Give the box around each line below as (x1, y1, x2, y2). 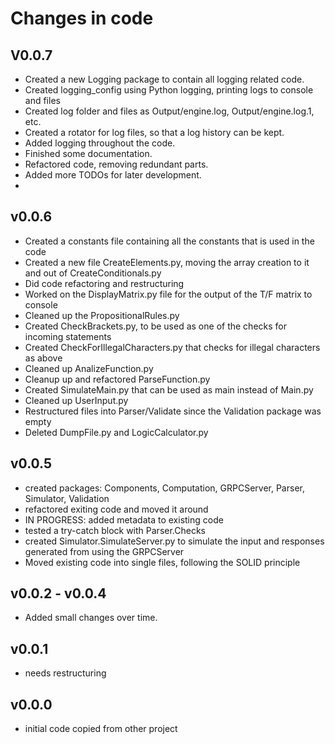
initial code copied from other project (24, 723, 178, 735)
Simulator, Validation (24, 492, 110, 504)
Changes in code (10, 7, 154, 30)
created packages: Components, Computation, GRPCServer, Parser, (24, 482, 305, 494)
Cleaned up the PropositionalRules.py (24, 309, 180, 321)
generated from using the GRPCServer (24, 545, 185, 557)
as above (24, 352, 63, 364)
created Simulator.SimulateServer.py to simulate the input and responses (24, 535, 325, 547)
